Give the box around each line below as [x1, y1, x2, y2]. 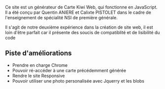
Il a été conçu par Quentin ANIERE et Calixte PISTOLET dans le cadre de [5, 9, 151, 15]
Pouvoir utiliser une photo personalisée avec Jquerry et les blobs [12, 78, 144, 84]
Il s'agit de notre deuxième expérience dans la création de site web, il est [5, 24, 153, 30]
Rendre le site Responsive [12, 73, 65, 79]
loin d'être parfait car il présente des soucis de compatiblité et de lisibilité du [5, 30, 160, 35]
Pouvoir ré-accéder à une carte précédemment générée [12, 67, 127, 73]
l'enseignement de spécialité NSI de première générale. [5, 15, 118, 20]
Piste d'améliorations [5, 49, 72, 57]
